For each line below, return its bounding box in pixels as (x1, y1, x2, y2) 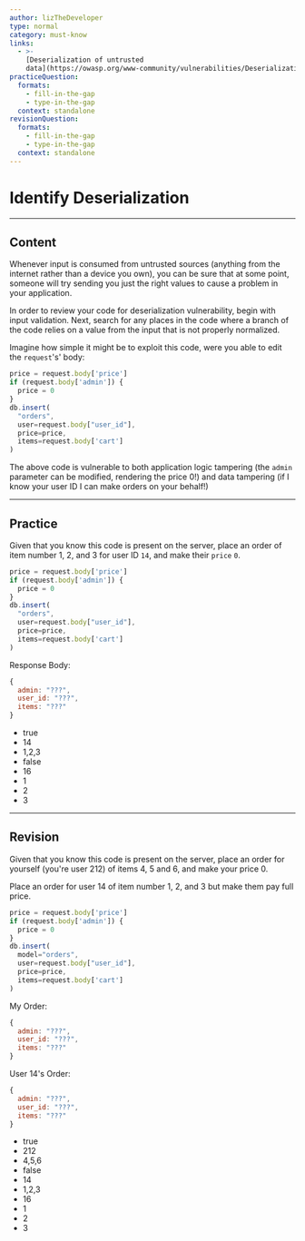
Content (9, 234, 57, 250)
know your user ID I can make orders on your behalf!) (9, 481, 209, 492)
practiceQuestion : (9, 73, 79, 82)
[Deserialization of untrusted (25, 55, 144, 64)
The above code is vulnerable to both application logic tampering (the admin (9, 462, 293, 473)
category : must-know (9, 30, 88, 39)
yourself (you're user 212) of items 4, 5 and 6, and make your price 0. (9, 863, 269, 874)
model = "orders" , (17, 950, 79, 960)
